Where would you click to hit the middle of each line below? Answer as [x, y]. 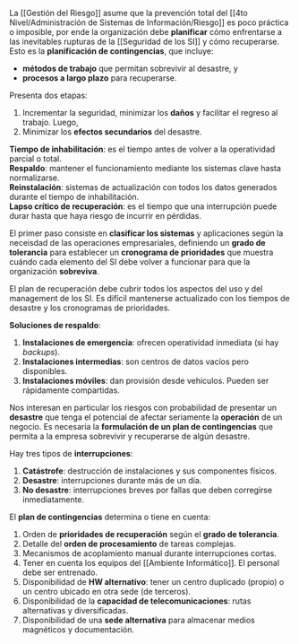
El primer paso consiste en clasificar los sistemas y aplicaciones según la [146, 233]
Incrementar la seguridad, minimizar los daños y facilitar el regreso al [150, 113]
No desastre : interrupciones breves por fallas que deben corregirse [147, 490]
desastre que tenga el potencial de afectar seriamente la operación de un [146, 417]
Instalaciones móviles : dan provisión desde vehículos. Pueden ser [145, 381]
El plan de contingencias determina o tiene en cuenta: [110, 517]
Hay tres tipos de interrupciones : [71, 453]
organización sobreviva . [55, 271]
